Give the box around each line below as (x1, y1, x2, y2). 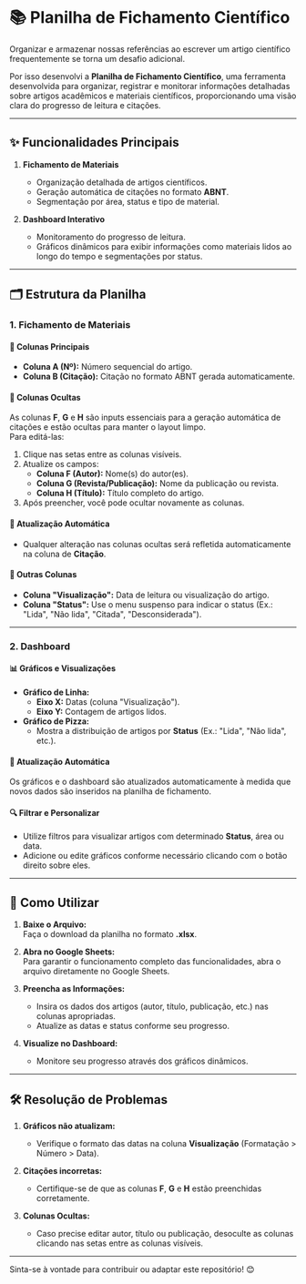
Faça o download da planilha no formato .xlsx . (22, 929, 198, 940)
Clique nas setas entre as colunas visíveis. (22, 449, 182, 460)
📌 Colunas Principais (9, 341, 90, 352)
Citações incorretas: (22, 1166, 103, 1177)
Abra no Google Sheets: (22, 946, 116, 957)
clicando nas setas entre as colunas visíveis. (36, 1238, 203, 1248)
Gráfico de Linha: (22, 687, 89, 698)
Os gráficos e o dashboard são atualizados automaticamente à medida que (9, 776, 291, 788)
